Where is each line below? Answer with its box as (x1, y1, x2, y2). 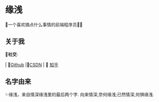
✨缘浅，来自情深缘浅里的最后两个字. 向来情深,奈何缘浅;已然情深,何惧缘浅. (5, 91, 154, 97)
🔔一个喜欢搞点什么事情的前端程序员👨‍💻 (5, 22, 83, 27)
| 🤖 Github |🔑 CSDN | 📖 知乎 (5, 62, 59, 68)
